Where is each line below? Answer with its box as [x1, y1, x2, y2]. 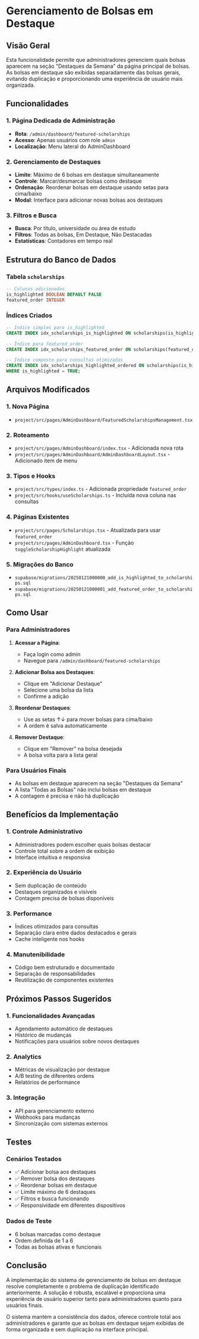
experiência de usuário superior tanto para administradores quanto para [6, 1295, 182, 1302]
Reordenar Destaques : [14, 704, 72, 711]
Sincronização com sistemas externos [14, 1120, 108, 1127]
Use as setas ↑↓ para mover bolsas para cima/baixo [23, 716, 153, 723]
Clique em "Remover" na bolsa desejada [23, 745, 123, 752]
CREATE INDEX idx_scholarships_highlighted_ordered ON [6, 363, 145, 369]
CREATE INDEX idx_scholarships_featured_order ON [6, 346, 131, 352]
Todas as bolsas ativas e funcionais [14, 1243, 102, 1250]
